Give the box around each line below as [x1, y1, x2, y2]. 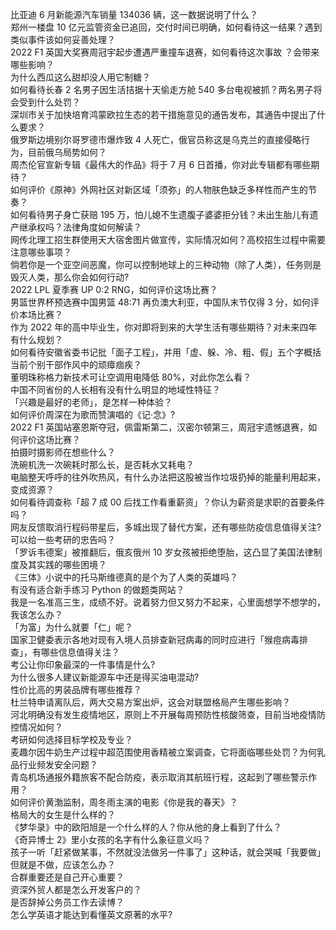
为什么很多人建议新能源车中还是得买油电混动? [10, 671, 200, 683]
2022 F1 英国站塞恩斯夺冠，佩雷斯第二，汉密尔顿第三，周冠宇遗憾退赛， [10, 421, 309, 433]
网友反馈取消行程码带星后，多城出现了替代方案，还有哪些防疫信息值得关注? [10, 521, 322, 533]
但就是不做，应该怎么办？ [10, 859, 116, 870]
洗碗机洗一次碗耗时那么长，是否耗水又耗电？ [10, 459, 195, 470]
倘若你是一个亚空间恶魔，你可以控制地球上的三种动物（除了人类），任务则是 [10, 259, 322, 270]
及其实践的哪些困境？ [18, 559, 107, 570]
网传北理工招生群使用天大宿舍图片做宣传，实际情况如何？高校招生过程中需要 [10, 234, 326, 245]
